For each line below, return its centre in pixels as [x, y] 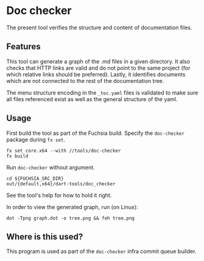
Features [23, 47]
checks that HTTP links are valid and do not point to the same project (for [98, 68]
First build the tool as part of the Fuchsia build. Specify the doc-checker [95, 133]
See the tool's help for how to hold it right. [59, 195]
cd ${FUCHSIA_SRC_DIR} [35, 178]
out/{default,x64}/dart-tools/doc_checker [61, 184]
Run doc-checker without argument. [51, 167]
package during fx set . [36, 139]
